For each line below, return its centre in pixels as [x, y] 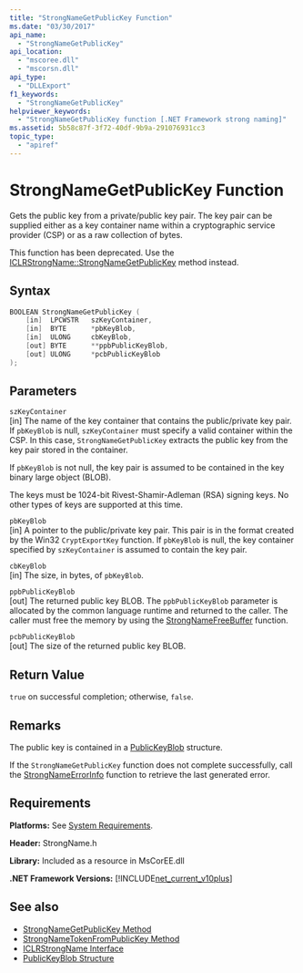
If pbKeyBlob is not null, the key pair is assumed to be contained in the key [147, 468]
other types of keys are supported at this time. [96, 505]
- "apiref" [38, 145]
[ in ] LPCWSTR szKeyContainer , [89, 320]
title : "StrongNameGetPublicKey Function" [91, 18]
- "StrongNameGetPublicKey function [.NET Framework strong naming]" [152, 119]
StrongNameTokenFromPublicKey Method [101, 938]
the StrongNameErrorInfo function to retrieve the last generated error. [140, 775]
